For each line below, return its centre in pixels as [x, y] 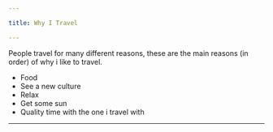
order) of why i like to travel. [56, 62]
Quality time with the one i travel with [82, 112]
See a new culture [50, 86]
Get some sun [43, 103]
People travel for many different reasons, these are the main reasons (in [129, 53]
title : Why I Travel [43, 23]
